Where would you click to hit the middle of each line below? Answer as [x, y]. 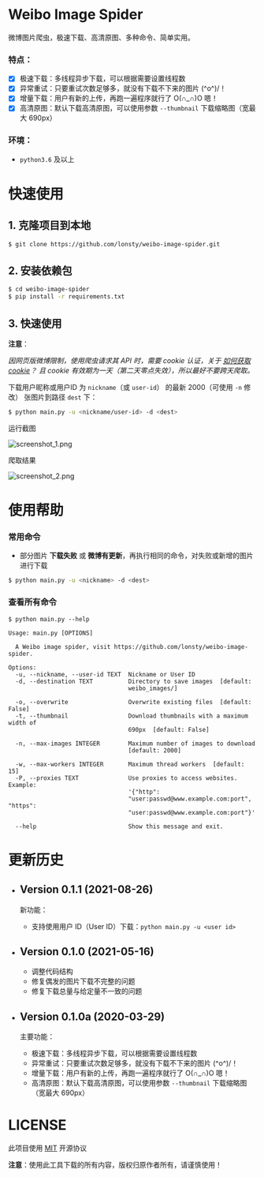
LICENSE [37, 1125]
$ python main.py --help [49, 619]
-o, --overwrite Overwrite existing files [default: [134, 702]
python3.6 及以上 [47, 159]
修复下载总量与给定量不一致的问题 [87, 991]
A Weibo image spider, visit [63, 647]
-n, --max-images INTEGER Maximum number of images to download [136, 744]
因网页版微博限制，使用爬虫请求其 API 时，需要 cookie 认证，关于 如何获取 [130, 361]
